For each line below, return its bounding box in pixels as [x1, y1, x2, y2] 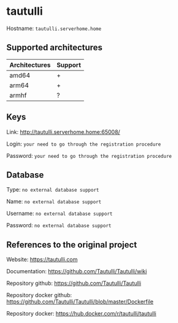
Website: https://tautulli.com [6, 256, 78, 263]
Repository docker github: [6, 292, 72, 299]
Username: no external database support [6, 210, 113, 217]
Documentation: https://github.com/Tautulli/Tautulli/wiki [6, 268, 147, 275]
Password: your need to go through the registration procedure [6, 152, 172, 159]
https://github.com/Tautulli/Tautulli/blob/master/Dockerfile [6, 298, 153, 305]
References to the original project [6, 239, 137, 250]
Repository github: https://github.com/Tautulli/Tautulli [6, 279, 141, 287]
